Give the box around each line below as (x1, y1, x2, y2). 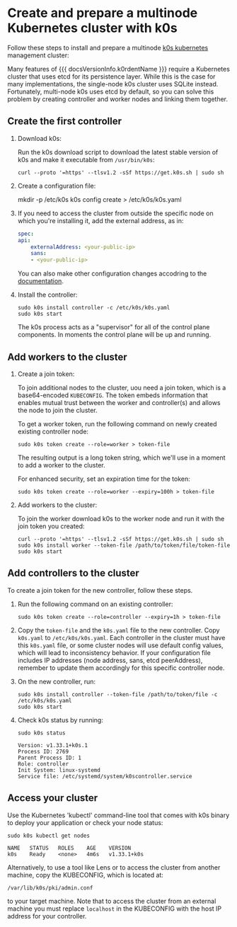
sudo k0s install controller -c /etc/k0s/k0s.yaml (17, 305, 170, 312)
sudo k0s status (17, 729, 66, 737)
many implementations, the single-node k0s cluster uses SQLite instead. (7, 79, 219, 88)
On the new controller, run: (17, 677, 96, 686)
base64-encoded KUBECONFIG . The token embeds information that (17, 391, 209, 399)
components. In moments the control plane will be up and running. (17, 331, 212, 339)
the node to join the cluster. (17, 406, 98, 414)
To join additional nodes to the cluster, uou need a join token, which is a (17, 383, 226, 392)
